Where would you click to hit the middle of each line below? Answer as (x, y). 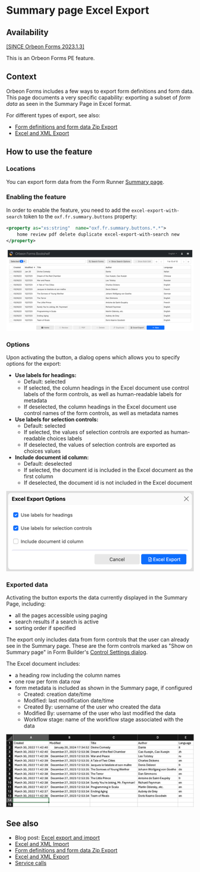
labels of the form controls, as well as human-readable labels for (103, 394)
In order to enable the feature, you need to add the (68, 210)
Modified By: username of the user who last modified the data (100, 713)
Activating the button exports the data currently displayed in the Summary (97, 598)
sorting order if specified (45, 628)
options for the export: (34, 364)
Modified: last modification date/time (69, 701)
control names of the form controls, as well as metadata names (101, 413)
